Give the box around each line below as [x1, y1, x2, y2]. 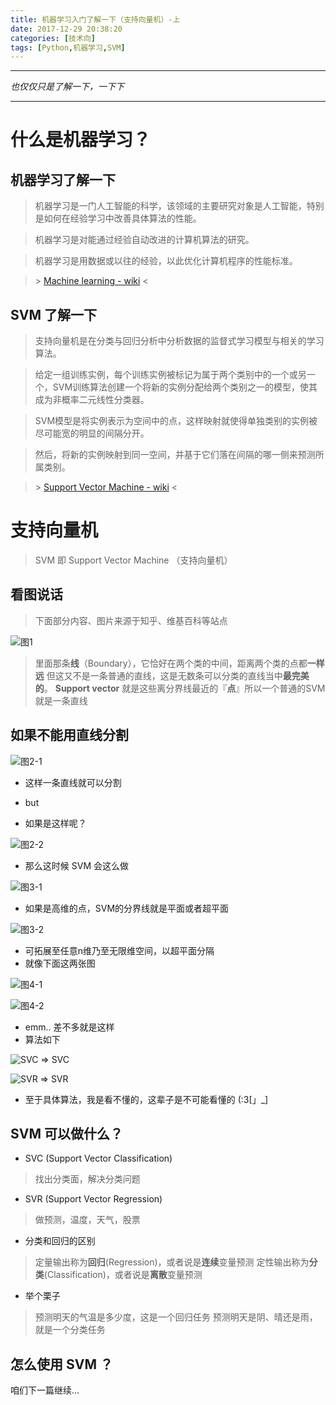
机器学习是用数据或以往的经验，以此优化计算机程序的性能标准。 [34, 255, 298, 267]
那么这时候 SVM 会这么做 [24, 859, 129, 871]
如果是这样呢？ [24, 817, 87, 829]
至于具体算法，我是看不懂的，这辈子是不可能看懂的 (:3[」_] [24, 1093, 269, 1105]
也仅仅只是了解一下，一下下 [10, 81, 125, 93]
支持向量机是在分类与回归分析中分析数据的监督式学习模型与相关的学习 [34, 335, 325, 347]
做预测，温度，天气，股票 [34, 1214, 141, 1226]
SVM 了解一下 [10, 306, 97, 323]
